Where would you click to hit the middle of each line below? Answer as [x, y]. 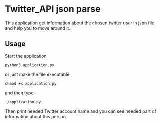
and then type [19, 93]
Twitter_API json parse [53, 9]
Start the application [26, 56]
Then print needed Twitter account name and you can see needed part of [80, 111]
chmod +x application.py [31, 83]
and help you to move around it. [38, 28]
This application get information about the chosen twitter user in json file [80, 23]
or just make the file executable [37, 74]
